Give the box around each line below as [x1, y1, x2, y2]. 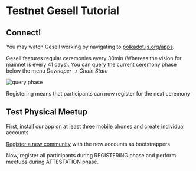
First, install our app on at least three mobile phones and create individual [6, 123, 185, 130]
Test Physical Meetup [6, 107, 87, 117]
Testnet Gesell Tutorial [6, 4, 120, 18]
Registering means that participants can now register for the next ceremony [6, 90, 191, 97]
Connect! [6, 28, 41, 38]
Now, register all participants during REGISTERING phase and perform [6, 152, 177, 159]
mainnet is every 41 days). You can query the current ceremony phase [6, 61, 177, 68]
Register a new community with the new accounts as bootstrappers [6, 140, 170, 147]
